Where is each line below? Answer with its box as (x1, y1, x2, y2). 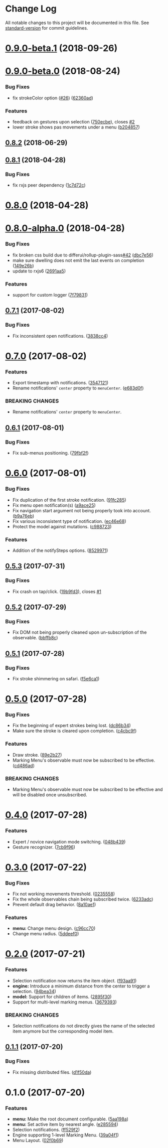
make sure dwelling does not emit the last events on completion (12, 257, 144, 263)
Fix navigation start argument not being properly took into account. (12, 507, 151, 513)
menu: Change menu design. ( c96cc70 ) (12, 925, 96, 931)
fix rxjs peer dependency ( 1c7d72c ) (12, 182, 86, 188)
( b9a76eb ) (12, 513, 35, 519)
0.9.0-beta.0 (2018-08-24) (5, 66, 120, 77)
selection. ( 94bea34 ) (12, 988, 56, 994)
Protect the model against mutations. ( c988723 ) (12, 523, 112, 529)
